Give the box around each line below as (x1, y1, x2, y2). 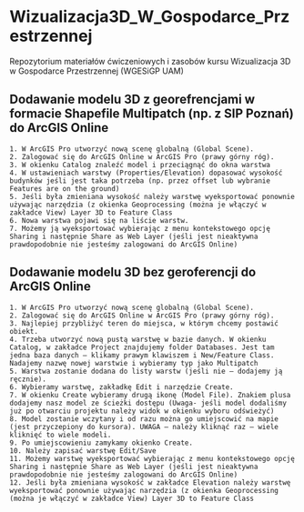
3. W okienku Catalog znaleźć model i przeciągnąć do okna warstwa (9, 160, 271, 169)
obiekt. (9, 326, 39, 336)
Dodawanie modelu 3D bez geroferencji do (9, 265, 257, 280)
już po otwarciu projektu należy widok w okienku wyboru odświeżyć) (9, 407, 275, 416)
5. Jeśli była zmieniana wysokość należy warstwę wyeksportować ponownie (9, 192, 296, 201)
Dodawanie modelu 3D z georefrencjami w (9, 92, 256, 107)
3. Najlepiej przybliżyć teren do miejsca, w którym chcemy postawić (9, 318, 279, 328)
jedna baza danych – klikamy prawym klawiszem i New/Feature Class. (9, 350, 275, 360)
